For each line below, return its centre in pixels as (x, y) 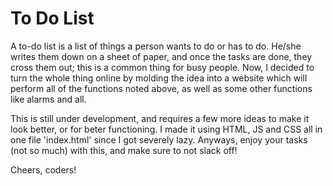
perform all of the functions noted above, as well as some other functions (161, 88)
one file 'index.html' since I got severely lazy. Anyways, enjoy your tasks (159, 139)
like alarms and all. (48, 99)
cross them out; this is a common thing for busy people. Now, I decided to (162, 67)
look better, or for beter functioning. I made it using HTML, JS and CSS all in (166, 129)
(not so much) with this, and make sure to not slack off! (124, 150)
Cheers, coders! (43, 169)
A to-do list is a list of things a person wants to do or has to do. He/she (156, 46)
